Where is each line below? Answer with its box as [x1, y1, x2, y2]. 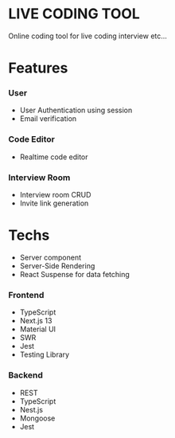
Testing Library [19, 350, 70, 359]
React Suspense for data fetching [19, 269, 130, 279]
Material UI [19, 324, 56, 334]
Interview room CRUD [19, 190, 91, 200]
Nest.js [19, 405, 44, 414]
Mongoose [19, 413, 56, 423]
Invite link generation [19, 198, 89, 208]
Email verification [19, 114, 77, 123]
